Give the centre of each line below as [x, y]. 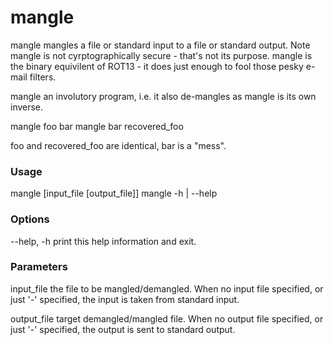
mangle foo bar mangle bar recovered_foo [97, 126]
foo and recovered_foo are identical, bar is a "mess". [118, 145]
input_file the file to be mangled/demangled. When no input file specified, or [167, 288]
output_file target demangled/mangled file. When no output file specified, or [167, 318]
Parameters [39, 267]
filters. [43, 77]
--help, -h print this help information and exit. [103, 241]
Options [30, 219]
